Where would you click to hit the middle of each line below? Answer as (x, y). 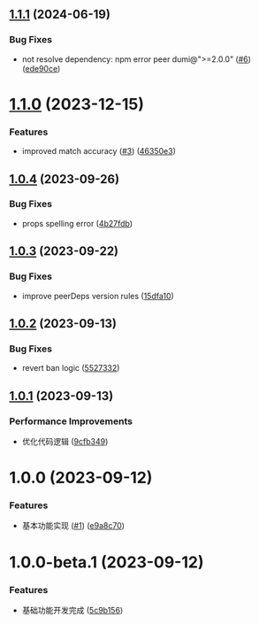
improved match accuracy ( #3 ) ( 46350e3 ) (99, 151)
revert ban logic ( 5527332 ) (71, 368)
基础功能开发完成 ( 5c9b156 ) (72, 610)
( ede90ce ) (41, 68)
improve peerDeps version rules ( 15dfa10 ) (98, 296)
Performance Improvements (71, 421)
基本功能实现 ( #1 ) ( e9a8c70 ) (73, 526)
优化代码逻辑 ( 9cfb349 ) (65, 441)
